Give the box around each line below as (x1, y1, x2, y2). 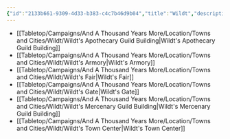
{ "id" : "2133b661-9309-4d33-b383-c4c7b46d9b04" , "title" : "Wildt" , (6, 10, 194, 17)
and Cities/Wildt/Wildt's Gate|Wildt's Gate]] (16, 87, 140, 96)
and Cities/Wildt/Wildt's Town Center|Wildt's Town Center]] (16, 124, 186, 132)
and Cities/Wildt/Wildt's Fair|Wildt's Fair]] (16, 73, 135, 81)
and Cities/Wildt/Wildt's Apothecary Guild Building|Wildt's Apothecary (16, 36, 216, 45)
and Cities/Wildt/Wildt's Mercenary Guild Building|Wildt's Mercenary (16, 102, 211, 110)
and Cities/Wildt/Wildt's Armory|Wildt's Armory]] (16, 58, 155, 66)
